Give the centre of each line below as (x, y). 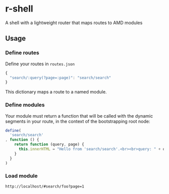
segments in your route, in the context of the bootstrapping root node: (78, 121)
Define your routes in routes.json (40, 64)
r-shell (19, 9)
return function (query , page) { (49, 144)
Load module (21, 176)
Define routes (22, 53)
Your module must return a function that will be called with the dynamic (79, 116)
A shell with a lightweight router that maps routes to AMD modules (74, 23)
